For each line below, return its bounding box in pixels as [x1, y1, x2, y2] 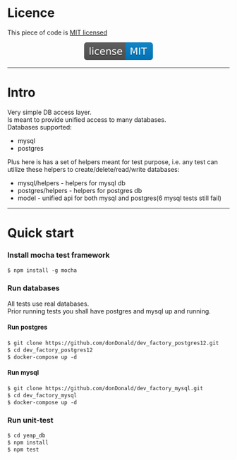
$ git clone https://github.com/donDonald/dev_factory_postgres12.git [7, 340, 219, 347]
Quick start [7, 225, 74, 241]
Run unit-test [7, 415, 54, 425]
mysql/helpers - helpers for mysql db [17, 178, 126, 187]
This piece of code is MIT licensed [7, 28, 108, 37]
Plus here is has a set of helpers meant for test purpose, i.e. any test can [7, 157, 219, 166]
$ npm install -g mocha [7, 267, 78, 274]
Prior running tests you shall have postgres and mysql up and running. [7, 306, 212, 315]
